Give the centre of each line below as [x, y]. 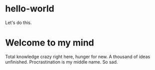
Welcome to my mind [50, 43]
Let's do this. [18, 22]
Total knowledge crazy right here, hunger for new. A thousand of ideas [78, 56]
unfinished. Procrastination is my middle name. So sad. [62, 62]
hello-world [30, 9]
